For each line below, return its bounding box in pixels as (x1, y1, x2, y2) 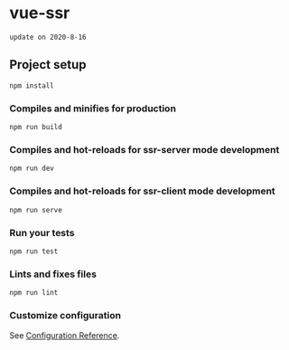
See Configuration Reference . (9, 329, 120, 341)
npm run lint (9, 289, 59, 298)
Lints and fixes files (9, 268, 98, 280)
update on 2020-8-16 (9, 33, 88, 42)
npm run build (9, 123, 63, 132)
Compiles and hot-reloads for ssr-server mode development (9, 143, 280, 156)
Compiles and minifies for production (9, 102, 176, 115)
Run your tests (9, 226, 75, 239)
